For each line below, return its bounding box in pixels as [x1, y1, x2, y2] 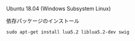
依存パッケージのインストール [6, 17, 79, 24]
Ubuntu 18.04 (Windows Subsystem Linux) [6, 5, 111, 12]
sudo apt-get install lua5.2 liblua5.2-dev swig [6, 29, 130, 35]
